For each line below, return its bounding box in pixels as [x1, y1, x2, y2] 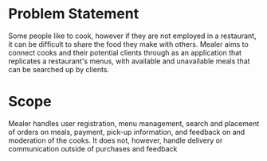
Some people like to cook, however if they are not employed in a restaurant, [8, 31, 257, 40]
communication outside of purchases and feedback [8, 144, 178, 153]
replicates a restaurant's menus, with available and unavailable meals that [8, 56, 250, 66]
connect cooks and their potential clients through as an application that [8, 48, 241, 57]
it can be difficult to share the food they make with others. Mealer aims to [8, 39, 249, 48]
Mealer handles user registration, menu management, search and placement [8, 118, 260, 128]
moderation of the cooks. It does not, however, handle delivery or [8, 136, 223, 145]
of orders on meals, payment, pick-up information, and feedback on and [8, 127, 245, 136]
